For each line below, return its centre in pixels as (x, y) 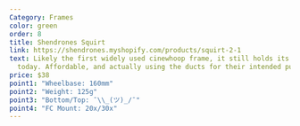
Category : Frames (42, 17)
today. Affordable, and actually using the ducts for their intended (149, 67)
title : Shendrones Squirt (57, 42)
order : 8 (25, 34)
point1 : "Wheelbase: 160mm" (62, 83)
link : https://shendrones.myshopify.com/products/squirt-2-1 (125, 51)
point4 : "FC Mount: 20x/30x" (63, 108)
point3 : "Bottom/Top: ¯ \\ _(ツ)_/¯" (75, 100)
